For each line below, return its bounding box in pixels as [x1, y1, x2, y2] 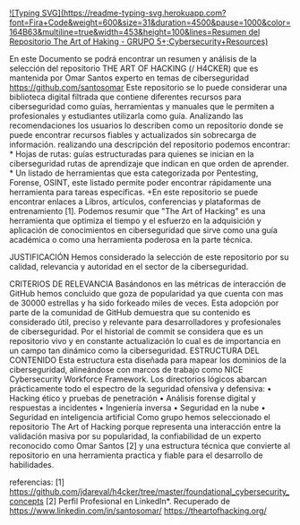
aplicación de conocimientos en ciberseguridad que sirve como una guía [9, 225, 278, 236]
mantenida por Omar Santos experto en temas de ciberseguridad [9, 73, 249, 83]
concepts [9, 496, 45, 506]
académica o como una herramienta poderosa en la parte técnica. [9, 235, 253, 245]
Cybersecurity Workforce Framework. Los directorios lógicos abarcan [9, 374, 267, 384]
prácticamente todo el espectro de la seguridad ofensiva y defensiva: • [9, 383, 272, 393]
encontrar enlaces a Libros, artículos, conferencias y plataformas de [9, 196, 261, 207]
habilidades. [9, 460, 55, 469]
